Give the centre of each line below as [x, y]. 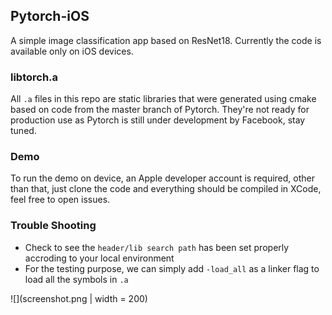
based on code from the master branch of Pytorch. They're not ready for [160, 110]
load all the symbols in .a [76, 279]
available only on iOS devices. [72, 51]
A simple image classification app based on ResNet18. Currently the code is [166, 40]
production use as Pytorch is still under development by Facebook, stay [158, 120]
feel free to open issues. [60, 200]
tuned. [23, 131]
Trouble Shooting [53, 226]
